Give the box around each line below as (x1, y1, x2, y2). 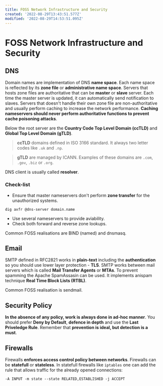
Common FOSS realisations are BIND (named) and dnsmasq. (5, 230, 127, 236)
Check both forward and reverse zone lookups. (12, 221, 107, 226)
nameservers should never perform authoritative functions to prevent (5, 110, 149, 117)
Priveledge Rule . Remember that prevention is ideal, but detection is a (5, 325, 148, 331)
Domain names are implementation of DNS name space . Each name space (5, 80, 155, 86)
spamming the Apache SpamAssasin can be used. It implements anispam (5, 273, 152, 278)
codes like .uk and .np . (17, 145, 63, 151)
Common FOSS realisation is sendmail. (5, 287, 83, 293)
